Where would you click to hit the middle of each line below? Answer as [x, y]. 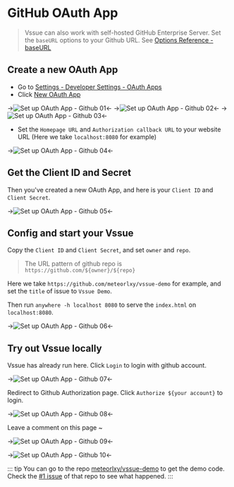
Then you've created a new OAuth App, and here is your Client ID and [110, 189]
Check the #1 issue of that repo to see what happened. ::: [91, 476]
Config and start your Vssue [70, 233]
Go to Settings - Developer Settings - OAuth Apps [90, 87]
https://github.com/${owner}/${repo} [80, 271]
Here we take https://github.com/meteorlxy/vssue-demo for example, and [114, 283]
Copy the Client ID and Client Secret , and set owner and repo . [99, 250]
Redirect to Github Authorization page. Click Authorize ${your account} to [115, 393]
